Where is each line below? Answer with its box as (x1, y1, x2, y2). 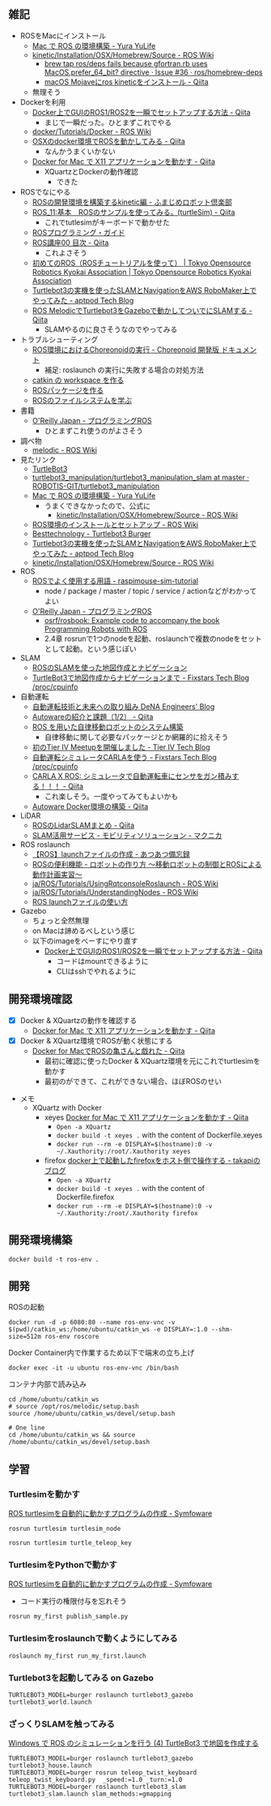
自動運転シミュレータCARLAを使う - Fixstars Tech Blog (32, 752, 217, 762)
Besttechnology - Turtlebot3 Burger (32, 528, 151, 538)
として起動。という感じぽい (44, 643, 137, 653)
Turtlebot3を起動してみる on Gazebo (8, 1672, 154, 1683)
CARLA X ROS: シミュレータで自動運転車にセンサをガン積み (32, 771, 232, 780)
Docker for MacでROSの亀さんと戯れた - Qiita (32, 1046, 185, 1056)
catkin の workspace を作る (32, 375, 125, 385)
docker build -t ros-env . (8, 1255, 100, 1263)
